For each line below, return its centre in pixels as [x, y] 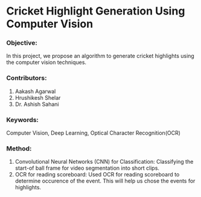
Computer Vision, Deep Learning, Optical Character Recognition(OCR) [94, 133]
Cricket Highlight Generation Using [96, 11]
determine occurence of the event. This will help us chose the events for [105, 181]
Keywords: [23, 120]
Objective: [22, 43]
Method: [19, 148]
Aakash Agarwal [35, 91]
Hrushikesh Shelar [38, 97]
